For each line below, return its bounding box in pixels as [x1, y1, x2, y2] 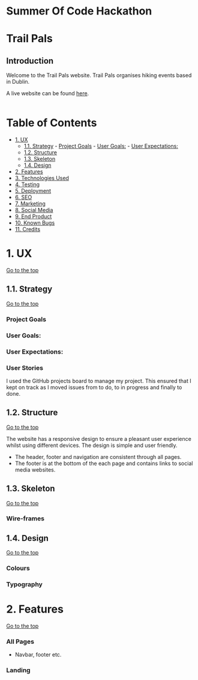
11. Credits [14, 226, 41, 233]
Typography [6, 580, 43, 588]
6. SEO [14, 194, 32, 201]
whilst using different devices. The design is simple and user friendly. [6, 441, 178, 449]
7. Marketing [14, 200, 46, 207]
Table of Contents [6, 116, 97, 130]
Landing [6, 666, 31, 675]
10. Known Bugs [14, 219, 55, 226]
